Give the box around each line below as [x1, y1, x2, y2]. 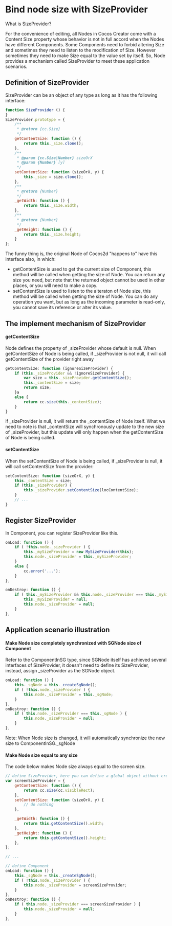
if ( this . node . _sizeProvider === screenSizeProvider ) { [14, 902, 141, 907]
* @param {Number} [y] [16, 160, 66, 165]
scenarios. [5, 63, 28, 69]
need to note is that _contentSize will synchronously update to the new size [5, 423, 164, 430]
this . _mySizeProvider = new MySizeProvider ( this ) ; [24, 549, 134, 555]
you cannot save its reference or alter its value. [12, 305, 112, 311]
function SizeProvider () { [5, 107, 66, 113]
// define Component [5, 863, 50, 869]
